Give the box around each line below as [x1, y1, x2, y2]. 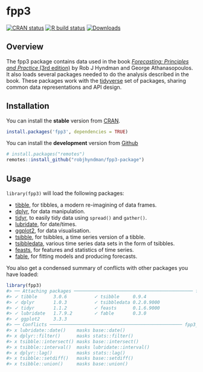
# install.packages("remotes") [6, 151, 85, 158]
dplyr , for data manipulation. [14, 208, 86, 215]
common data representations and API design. [6, 83, 122, 91]
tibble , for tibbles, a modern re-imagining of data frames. [14, 201, 157, 208]
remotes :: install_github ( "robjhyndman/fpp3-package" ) [6, 157, 145, 163]
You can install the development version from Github [6, 139, 138, 147]
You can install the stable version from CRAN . [6, 117, 121, 124]
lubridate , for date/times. [14, 220, 77, 228]
